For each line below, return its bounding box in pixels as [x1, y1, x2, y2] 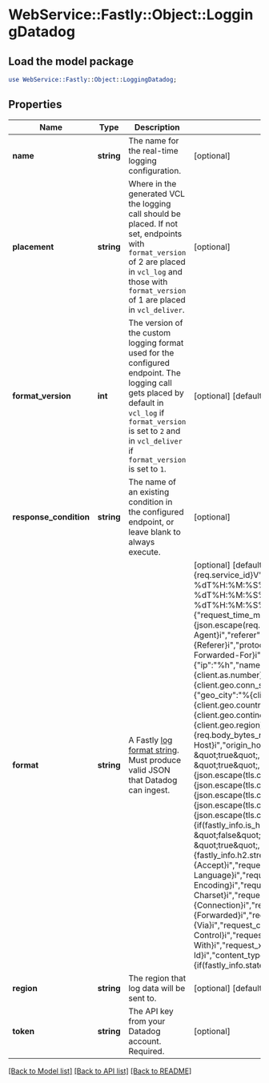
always [127, 536, 155, 548]
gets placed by [127, 387, 184, 398]
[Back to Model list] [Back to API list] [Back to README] [8, 1066, 192, 1076]
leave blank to [127, 526, 182, 537]
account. [127, 1035, 162, 1046]
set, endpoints [127, 228, 183, 239]
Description [134, 122, 180, 133]
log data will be [127, 982, 186, 993]
